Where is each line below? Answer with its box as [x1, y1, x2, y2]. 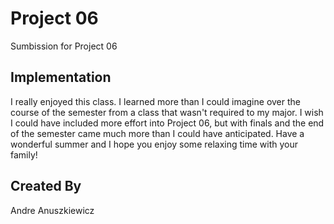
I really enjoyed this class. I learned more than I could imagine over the [10, 95, 301, 107]
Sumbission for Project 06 [10, 40, 118, 52]
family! [10, 148, 38, 161]
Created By [10, 178, 82, 195]
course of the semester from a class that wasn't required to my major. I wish [10, 106, 324, 118]
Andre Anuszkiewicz [10, 204, 95, 216]
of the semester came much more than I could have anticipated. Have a [10, 127, 305, 139]
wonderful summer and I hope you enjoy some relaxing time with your [10, 138, 299, 150]
